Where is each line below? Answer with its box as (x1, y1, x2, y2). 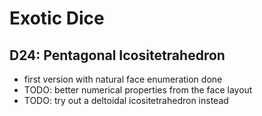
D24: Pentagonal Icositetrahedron (9, 47, 226, 64)
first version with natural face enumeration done (23, 73, 223, 85)
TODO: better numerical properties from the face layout (23, 84, 253, 96)
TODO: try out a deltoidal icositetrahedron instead (23, 95, 229, 106)
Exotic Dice (9, 7, 105, 30)
